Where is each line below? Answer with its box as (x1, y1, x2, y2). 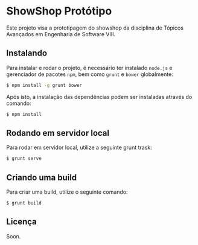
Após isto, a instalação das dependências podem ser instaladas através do (6, 93, 193, 100)
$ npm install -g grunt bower (6, 82, 83, 88)
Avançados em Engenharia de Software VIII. (6, 30, 116, 37)
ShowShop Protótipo (6, 4, 112, 18)
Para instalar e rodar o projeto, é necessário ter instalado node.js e (6, 64, 173, 71)
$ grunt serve (6, 156, 42, 162)
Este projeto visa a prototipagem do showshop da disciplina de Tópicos (6, 24, 184, 31)
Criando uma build (6, 172, 77, 182)
